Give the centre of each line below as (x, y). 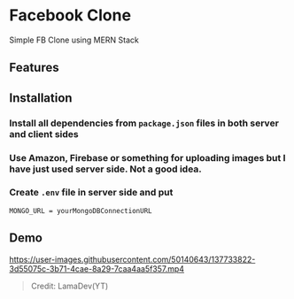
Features (34, 68)
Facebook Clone (70, 15)
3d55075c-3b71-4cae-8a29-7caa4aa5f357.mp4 (97, 268)
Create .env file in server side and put (91, 193)
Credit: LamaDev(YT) (70, 286)
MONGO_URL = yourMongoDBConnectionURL (81, 211)
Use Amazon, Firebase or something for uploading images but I (147, 157)
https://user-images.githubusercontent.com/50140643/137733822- (132, 259)
